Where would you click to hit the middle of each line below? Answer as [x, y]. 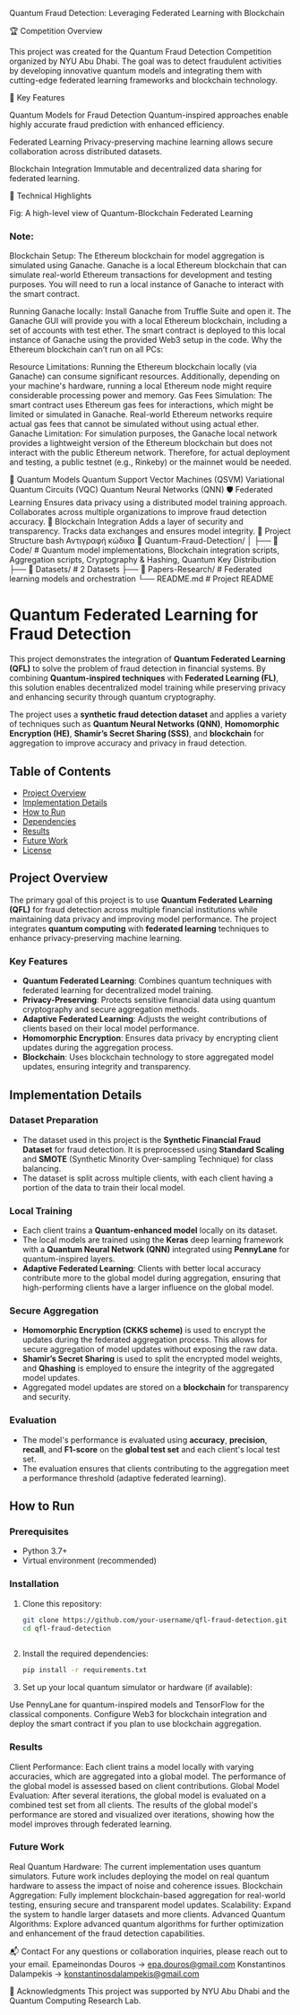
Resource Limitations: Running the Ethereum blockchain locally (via [133, 367]
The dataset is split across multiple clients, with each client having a [147, 1178]
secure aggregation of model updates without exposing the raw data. [150, 1349]
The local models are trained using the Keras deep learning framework [153, 1240]
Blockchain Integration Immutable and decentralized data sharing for [136, 169]
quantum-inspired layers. [69, 1259]
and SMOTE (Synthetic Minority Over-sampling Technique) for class [148, 1159]
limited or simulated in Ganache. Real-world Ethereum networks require [141, 414]
